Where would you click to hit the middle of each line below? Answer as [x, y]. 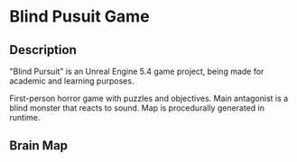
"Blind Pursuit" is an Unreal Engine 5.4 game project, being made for [137, 71]
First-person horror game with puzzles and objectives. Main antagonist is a [149, 98]
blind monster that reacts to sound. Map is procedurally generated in [137, 108]
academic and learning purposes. [72, 81]
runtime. [25, 117]
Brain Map [39, 146]
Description [43, 50]
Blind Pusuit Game [80, 17]
